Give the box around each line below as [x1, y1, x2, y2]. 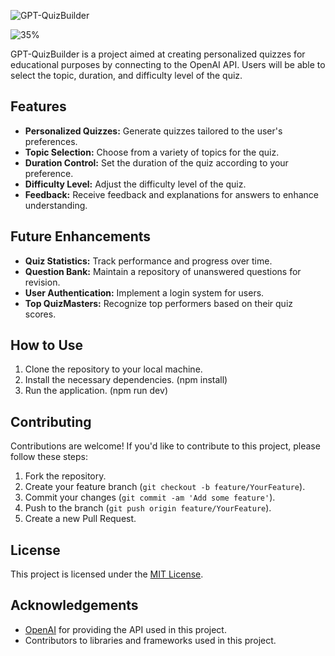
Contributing [10, 413, 92, 430]
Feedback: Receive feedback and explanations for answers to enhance [24, 188, 319, 200]
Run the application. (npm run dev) [24, 385, 168, 397]
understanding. [24, 199, 88, 211]
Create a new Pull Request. [24, 513, 137, 525]
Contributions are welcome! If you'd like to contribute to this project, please [10, 440, 321, 452]
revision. [24, 276, 61, 288]
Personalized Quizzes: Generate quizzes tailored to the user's [24, 125, 283, 137]
